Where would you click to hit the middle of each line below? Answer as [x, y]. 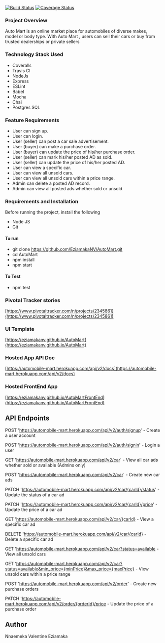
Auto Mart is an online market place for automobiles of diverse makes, [76, 31]
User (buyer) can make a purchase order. [54, 146]
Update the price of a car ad [34, 510]
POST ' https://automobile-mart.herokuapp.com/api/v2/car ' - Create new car [82, 474]
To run [12, 238]
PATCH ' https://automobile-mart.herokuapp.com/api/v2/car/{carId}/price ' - [81, 504]
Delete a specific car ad [29, 539]
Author [16, 624]
